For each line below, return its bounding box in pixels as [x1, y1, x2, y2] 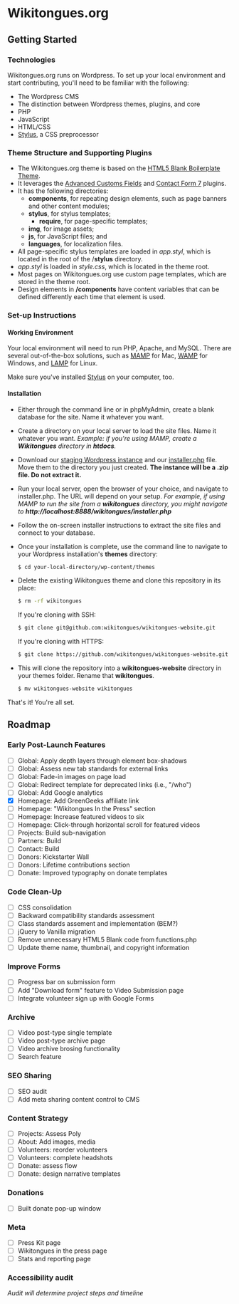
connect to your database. [17, 528, 95, 537]
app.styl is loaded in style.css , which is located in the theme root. [17, 262, 210, 271]
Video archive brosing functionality [17, 1045, 121, 1053]
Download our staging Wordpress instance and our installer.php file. [17, 455, 218, 464]
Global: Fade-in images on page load [17, 772, 127, 781]
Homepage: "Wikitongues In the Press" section [17, 804, 156, 813]
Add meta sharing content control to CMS [17, 1095, 140, 1103]
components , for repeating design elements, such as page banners [28, 194, 228, 203]
